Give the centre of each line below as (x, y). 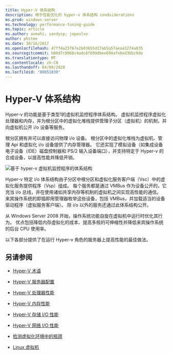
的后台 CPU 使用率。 (27, 229)
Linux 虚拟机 (26, 347)
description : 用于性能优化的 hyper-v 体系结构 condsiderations (70, 15)
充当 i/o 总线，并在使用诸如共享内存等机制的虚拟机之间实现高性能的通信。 (83, 192)
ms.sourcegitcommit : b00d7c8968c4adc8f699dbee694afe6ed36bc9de (74, 53)
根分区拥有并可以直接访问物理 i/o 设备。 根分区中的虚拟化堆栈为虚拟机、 (82, 138)
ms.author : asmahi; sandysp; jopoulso (47, 34)
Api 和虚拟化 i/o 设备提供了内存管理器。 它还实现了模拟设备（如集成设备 (87, 144)
